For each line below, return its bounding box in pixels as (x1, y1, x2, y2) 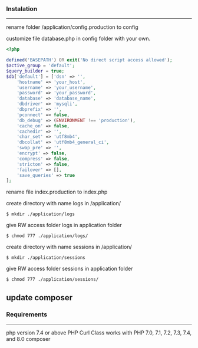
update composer (6, 293, 73, 303)
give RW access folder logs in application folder (6, 222, 122, 229)
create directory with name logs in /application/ (6, 200, 121, 207)
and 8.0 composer (6, 335, 51, 342)
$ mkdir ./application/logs (6, 211, 75, 217)
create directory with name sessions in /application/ (6, 244, 132, 251)
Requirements (6, 310, 48, 319)
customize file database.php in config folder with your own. (6, 35, 151, 42)
